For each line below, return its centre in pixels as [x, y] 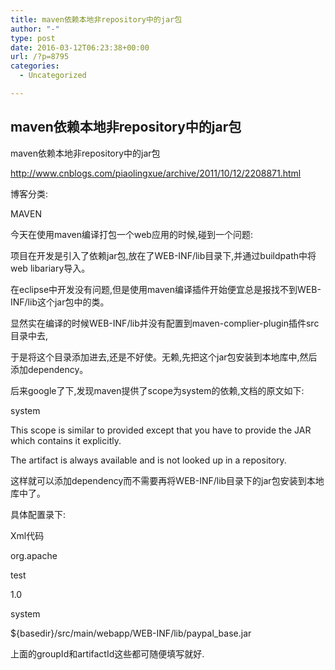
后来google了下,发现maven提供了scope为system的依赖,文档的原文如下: [157, 390]
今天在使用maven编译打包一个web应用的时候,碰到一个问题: [131, 234]
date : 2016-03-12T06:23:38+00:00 [80, 47]
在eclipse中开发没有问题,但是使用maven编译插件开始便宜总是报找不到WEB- [166, 289]
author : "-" [35, 29]
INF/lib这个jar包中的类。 [60, 302]
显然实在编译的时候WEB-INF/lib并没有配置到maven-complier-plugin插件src [165, 323]
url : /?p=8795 [40, 57]
